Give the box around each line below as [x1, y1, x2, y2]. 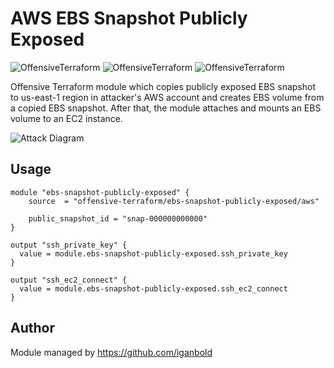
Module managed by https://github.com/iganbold [10, 346, 213, 358]
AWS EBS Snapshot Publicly [10, 7, 248, 30]
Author [10, 320, 55, 337]
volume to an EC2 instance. [10, 112, 124, 124]
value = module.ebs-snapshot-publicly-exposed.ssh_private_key [19, 248, 288, 259]
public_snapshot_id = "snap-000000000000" [28, 213, 208, 224]
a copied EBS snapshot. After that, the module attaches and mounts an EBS [10, 102, 322, 114]
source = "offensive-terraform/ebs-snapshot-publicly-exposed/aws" [28, 196, 320, 206]
